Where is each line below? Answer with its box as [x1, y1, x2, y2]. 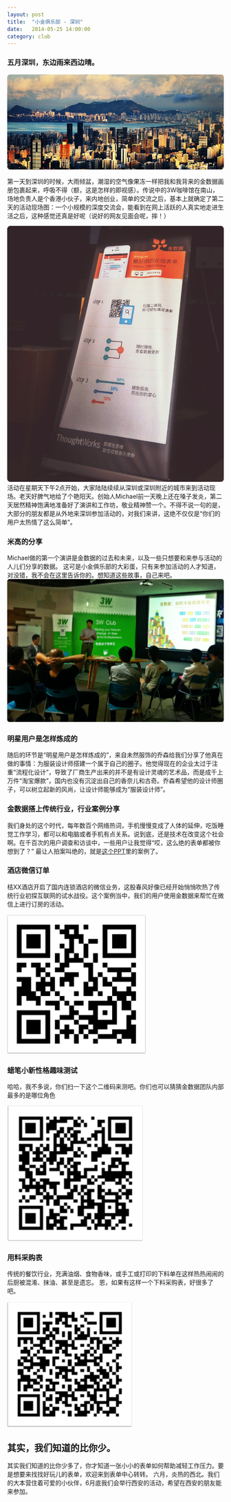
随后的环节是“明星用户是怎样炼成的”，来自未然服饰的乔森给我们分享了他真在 [7, 751, 223, 759]
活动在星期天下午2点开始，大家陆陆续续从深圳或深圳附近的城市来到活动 [7, 484, 210, 492]
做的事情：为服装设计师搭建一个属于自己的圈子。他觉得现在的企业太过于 [7, 759, 212, 768]
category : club [7, 33, 51, 40]
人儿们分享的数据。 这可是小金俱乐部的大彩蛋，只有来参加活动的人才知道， [7, 562, 220, 571]
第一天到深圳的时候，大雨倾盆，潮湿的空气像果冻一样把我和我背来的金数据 [7, 178, 218, 186]
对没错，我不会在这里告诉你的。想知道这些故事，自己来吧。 [7, 571, 176, 580]
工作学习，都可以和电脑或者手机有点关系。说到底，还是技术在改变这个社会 [12, 829, 224, 838]
